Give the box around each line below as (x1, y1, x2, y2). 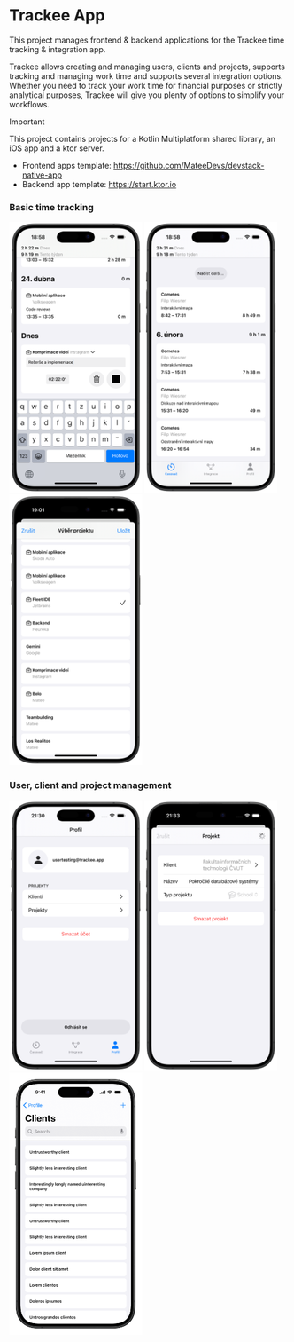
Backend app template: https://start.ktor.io (21, 178, 177, 189)
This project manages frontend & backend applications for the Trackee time (9, 35, 285, 45)
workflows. (9, 99, 50, 109)
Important (9, 116, 45, 127)
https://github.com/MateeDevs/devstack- (113, 160, 265, 170)
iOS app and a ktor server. (9, 143, 104, 154)
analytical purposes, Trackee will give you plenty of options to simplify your (9, 90, 285, 100)
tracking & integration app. (9, 43, 106, 54)
